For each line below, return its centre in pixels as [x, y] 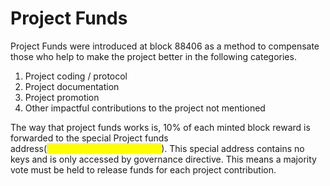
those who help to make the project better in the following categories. [153, 56]
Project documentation [72, 86]
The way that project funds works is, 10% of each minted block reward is [160, 127]
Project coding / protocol [76, 76]
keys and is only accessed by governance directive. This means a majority [163, 159]
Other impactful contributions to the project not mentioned [145, 108]
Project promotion [62, 97]
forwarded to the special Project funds [89, 138]
